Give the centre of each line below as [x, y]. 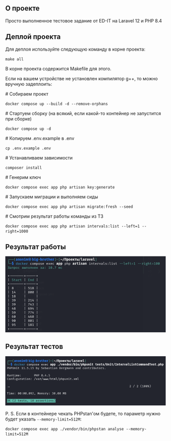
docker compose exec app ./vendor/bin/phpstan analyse [65, 429]
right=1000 [17, 231]
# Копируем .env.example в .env [40, 138]
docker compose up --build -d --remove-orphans [57, 104]
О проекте [22, 8]
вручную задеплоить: [29, 84]
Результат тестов [34, 347]
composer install [24, 168]
